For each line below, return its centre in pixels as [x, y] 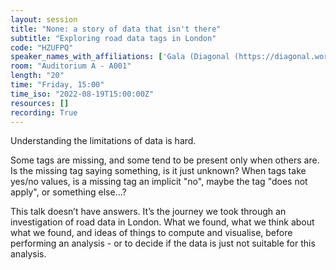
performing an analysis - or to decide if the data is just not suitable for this [163, 243]
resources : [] [40, 103]
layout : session [44, 19]
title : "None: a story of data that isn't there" [116, 29]
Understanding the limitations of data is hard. [103, 141]
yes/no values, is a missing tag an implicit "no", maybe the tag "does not [159, 182]
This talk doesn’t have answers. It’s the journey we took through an [148, 212]
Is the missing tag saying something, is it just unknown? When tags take [158, 171]
